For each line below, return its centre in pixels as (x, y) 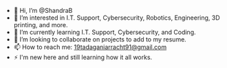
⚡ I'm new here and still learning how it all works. (83, 57)
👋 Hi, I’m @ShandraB (43, 11)
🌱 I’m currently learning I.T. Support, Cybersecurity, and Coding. (105, 32)
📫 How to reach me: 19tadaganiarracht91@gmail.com (90, 47)
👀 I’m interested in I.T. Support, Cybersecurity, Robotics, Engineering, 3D (117, 18)
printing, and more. (41, 25)
